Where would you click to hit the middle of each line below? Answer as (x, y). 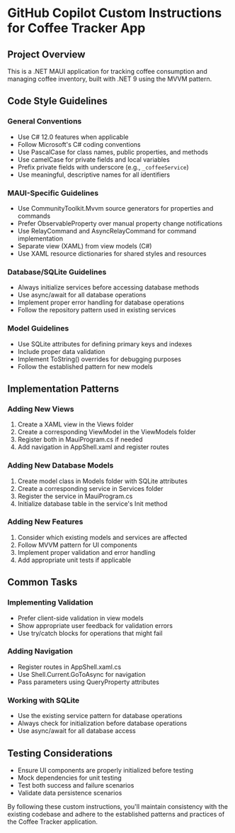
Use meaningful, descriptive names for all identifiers (94, 175)
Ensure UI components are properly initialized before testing (105, 770)
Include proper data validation (61, 351)
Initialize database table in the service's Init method (92, 503)
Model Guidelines (38, 329)
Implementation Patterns (63, 388)
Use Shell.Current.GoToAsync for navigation (82, 674)
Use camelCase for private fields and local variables (93, 159)
